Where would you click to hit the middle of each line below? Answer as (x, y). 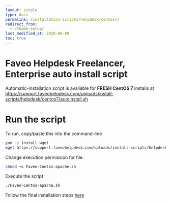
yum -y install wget (27, 143)
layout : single (21, 10)
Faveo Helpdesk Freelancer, (65, 63)
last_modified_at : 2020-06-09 (37, 33)
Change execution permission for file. (45, 157)
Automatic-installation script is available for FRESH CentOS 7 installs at (80, 88)
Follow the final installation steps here (45, 195)
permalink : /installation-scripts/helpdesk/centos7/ (62, 19)
